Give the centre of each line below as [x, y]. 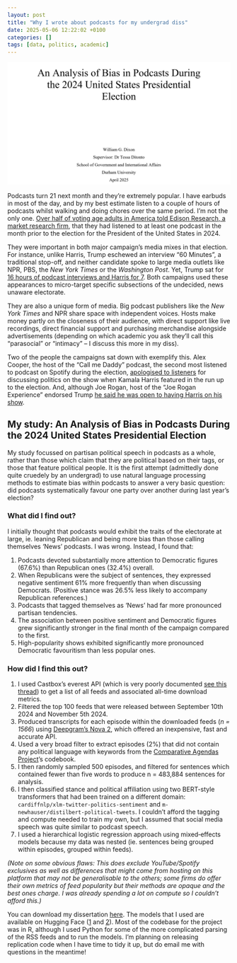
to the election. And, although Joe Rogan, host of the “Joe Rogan [102, 387]
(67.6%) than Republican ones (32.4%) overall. [86, 567]
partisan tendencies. [47, 613]
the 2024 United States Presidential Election [107, 436]
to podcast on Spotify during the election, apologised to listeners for [107, 372]
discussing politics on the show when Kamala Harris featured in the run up [116, 379]
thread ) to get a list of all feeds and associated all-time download [112, 692]
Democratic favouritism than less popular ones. [86, 650]
